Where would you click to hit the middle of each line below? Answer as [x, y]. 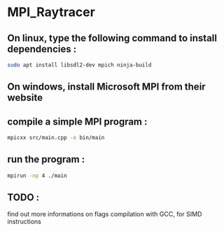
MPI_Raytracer [51, 12]
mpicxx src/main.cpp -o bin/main [56, 138]
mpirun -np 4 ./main [37, 176]
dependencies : [42, 49]
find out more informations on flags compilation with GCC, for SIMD [105, 214]
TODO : [23, 198]
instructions [24, 222]
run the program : [46, 159]
